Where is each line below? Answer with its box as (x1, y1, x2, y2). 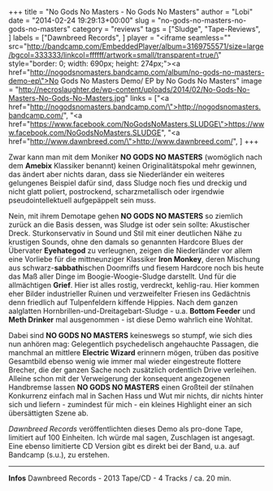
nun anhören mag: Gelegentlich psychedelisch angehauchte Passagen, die (8, 339, 259, 349)
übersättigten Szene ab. (8, 408, 89, 418)
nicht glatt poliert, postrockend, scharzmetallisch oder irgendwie (8, 187, 225, 196)
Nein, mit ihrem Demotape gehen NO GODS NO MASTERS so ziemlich (8, 211, 244, 220)
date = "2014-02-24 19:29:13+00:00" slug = (8, 15, 156, 25)
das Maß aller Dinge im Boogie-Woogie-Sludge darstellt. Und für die (8, 272, 237, 281)
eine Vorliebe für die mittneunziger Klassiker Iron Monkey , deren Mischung (8, 254, 261, 263)
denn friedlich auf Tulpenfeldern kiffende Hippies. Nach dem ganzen (8, 298, 238, 307)
